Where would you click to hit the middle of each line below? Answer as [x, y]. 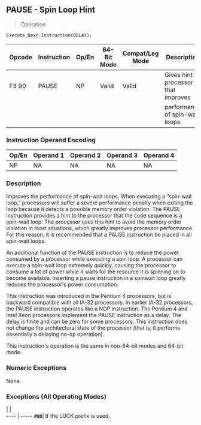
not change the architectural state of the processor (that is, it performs [93, 328]
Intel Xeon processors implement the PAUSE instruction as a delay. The [94, 315]
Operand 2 [85, 155]
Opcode [21, 57]
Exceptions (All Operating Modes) [56, 396]
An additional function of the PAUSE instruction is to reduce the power [93, 253]
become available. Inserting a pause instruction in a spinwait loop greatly [96, 278]
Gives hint [179, 74]
